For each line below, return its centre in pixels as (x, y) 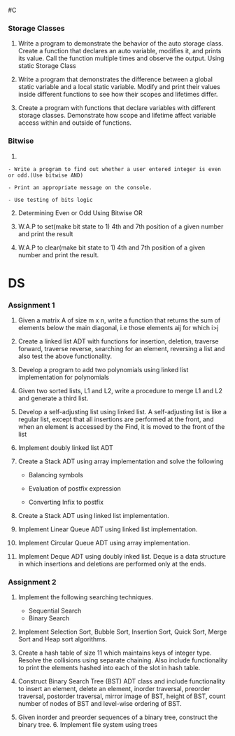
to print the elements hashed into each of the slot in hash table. (109, 668)
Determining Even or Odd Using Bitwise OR (80, 212)
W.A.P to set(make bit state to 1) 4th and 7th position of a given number (121, 226)
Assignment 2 (32, 582)
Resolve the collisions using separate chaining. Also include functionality (123, 660)
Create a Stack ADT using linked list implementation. (94, 516)
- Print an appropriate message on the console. (80, 188)
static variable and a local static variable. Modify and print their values (119, 87)
